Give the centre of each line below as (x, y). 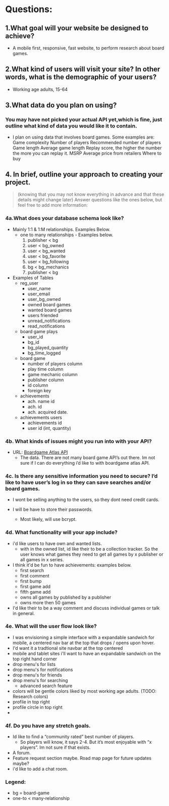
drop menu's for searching (40, 680)
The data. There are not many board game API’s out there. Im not (88, 457)
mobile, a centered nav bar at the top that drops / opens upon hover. (83, 643)
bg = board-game (31, 793)
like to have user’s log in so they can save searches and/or (78, 482)
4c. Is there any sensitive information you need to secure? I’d (81, 476)
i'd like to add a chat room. (40, 769)
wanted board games (50, 310)
